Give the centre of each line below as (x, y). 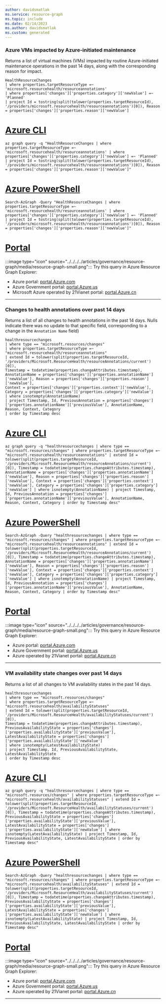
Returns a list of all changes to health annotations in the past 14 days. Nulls (82, 320)
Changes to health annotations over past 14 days (65, 310)
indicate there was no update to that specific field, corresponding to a (76, 326)
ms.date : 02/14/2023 (26, 24)
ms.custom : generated (27, 33)
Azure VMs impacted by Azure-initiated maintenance (70, 50)
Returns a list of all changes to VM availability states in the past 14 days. (78, 684)
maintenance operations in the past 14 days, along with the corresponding (81, 66)
